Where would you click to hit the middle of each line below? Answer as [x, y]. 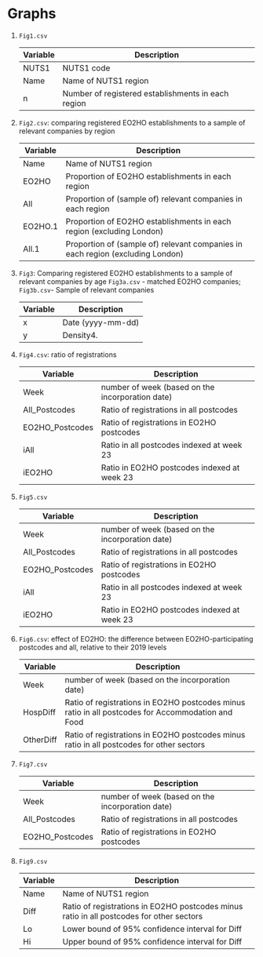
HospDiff [39, 712]
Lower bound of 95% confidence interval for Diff [152, 929]
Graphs [32, 14]
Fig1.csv [33, 36]
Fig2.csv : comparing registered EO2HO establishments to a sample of [132, 122]
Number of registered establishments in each [146, 93]
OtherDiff [40, 740]
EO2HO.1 [40, 226]
